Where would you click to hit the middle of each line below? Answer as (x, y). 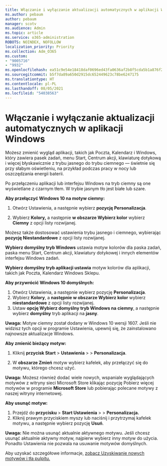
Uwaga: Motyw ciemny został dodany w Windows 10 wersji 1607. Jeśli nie (81, 323)
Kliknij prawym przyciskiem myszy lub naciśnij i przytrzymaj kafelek (82, 418)
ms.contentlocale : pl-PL (31, 84)
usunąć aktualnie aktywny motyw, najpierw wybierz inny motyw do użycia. (82, 438)
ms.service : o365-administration (40, 38)
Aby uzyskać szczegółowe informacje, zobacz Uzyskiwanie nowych (75, 453)
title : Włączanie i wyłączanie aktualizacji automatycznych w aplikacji (82, 10)
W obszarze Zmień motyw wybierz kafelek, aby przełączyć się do (80, 363)
